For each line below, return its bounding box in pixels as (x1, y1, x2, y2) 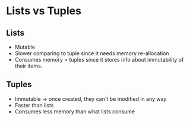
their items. (14, 62, 43, 69)
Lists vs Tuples (6, 4, 82, 18)
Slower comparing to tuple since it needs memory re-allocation (14, 50, 169, 57)
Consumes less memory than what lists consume (14, 108, 135, 115)
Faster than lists (14, 101, 54, 109)
